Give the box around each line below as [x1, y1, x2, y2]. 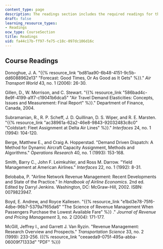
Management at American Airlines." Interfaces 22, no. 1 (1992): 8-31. [5, 164, 142, 170]
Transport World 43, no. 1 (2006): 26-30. [5, 80, 87, 86]
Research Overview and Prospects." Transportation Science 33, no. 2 [5, 229, 144, 234]
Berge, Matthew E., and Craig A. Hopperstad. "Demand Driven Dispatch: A [5, 139, 154, 145]
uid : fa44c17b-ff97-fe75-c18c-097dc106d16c [5, 39, 95, 44]
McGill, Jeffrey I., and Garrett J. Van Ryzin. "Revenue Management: [5, 223, 139, 229]
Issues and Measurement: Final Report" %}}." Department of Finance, [5, 100, 145, 106]
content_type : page [5, 7, 45, 12]
